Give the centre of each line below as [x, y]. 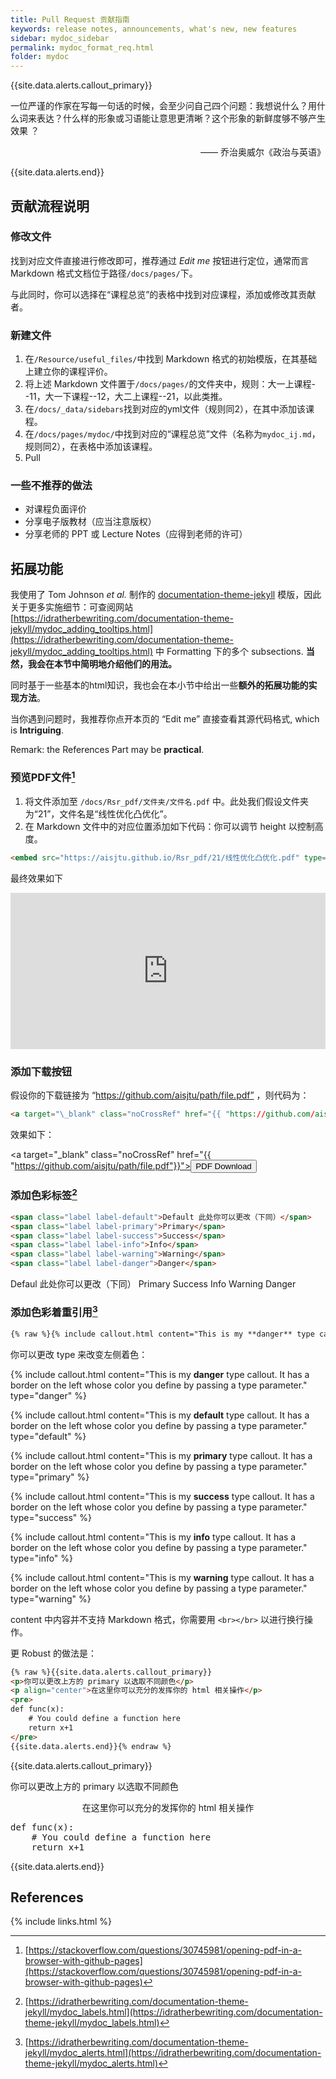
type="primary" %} [50, 1477]
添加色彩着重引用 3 [54, 1311]
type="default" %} [48, 1436]
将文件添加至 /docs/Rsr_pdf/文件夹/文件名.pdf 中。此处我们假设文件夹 [167, 801]
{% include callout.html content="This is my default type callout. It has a [160, 1415]
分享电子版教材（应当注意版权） [90, 522]
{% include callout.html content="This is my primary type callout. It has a [161, 1455]
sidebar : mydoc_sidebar [60, 38]
